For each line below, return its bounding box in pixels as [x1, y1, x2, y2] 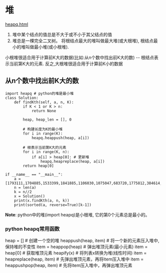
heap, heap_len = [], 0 [23, 117, 72, 122]
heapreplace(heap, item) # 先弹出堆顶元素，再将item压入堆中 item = [5, 256, 144, 262]
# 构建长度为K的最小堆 [23, 127, 63, 132]
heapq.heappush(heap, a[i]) [31, 135, 90, 140]
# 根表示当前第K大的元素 [23, 145, 67, 150]
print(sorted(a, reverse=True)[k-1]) [14, 202, 92, 207]
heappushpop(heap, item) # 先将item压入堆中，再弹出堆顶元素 [5, 263, 132, 269]
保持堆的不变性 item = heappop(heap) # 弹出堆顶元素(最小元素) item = [5, 244, 148, 250]
